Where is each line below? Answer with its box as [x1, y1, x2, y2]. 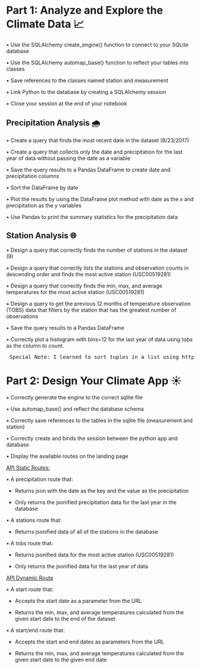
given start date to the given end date [14, 656, 107, 663]
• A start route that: [6, 586, 54, 593]
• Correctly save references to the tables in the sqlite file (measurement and [6, 417, 193, 424]
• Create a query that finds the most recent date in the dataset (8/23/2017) [6, 136, 189, 143]
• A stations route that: [6, 516, 62, 524]
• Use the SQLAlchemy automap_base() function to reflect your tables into [6, 59, 189, 66]
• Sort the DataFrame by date [6, 184, 79, 191]
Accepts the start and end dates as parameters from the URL [14, 638, 165, 645]
